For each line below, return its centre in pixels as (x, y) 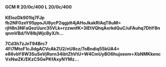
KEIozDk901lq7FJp (25, 18)
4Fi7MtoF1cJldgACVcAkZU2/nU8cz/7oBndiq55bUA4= (62, 49)
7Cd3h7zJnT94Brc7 (27, 44)
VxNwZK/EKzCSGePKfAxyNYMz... (42, 59)
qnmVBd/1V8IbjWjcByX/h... (34, 33)
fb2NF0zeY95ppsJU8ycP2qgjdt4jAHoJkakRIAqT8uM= (63, 23)
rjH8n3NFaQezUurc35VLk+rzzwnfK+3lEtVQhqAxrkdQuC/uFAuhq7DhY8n (83, 28)
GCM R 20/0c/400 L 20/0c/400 (38, 7)
